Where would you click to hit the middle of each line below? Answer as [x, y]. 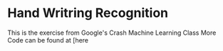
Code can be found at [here [48, 40]
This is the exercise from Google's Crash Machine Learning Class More [112, 33]
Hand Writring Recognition [88, 13]
